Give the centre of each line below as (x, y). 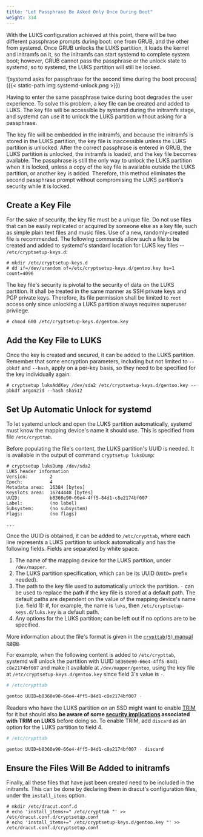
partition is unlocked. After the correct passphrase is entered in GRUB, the (99, 147)
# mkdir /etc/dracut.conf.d (42, 807)
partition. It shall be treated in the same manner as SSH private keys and (96, 291)
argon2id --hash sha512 (52, 391)
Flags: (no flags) (42, 514)
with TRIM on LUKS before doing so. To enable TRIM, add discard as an (96, 721)
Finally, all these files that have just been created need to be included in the (101, 782)
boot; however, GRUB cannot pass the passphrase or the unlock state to (96, 61)
